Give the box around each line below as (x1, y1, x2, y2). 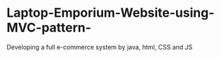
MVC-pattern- (6, 20, 92, 36)
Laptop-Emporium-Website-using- (6, 5, 215, 21)
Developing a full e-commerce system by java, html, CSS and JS (6, 43, 193, 51)
